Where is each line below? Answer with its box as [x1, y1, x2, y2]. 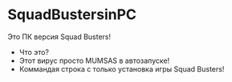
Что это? [18, 47, 50, 57]
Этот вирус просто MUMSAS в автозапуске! [18, 56, 170, 65]
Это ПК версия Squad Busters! [7, 32, 112, 41]
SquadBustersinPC [7, 6, 137, 24]
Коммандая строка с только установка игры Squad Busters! [18, 64, 225, 73]
